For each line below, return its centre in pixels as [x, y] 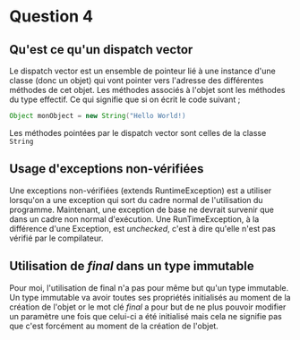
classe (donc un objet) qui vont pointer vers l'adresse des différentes [137, 81]
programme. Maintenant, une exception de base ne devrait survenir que [142, 209]
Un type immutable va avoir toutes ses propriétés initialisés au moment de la [150, 297]
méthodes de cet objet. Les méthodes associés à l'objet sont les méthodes [147, 90]
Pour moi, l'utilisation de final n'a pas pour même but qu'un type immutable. [149, 287]
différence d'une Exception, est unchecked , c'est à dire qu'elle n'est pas [142, 228]
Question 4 [51, 17]
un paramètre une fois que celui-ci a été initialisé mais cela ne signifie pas [146, 316]
